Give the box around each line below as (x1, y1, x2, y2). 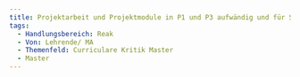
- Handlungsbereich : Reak (17, 29, 114, 38)
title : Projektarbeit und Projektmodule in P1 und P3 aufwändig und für (9, 12, 286, 22)
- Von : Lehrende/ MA (17, 37, 94, 47)
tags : (9, 21, 29, 30)
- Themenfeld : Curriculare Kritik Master (17, 46, 174, 55)
